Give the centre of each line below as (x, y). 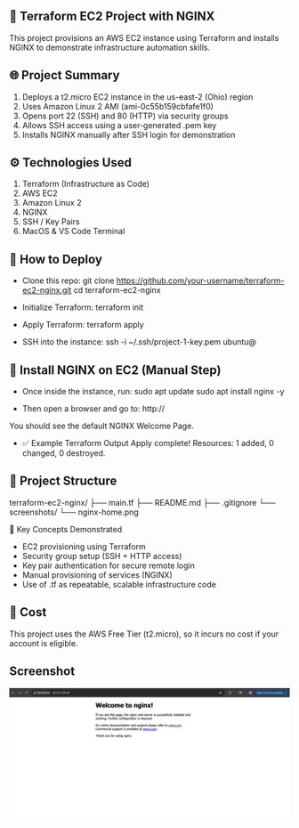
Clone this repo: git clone (68, 280)
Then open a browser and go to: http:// (93, 409)
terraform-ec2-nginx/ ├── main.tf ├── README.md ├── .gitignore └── (142, 502)
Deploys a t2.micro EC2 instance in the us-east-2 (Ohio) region (137, 97)
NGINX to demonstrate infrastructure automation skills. (110, 47)
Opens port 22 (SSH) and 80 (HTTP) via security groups (125, 116)
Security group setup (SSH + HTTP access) (102, 556)
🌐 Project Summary (65, 75)
